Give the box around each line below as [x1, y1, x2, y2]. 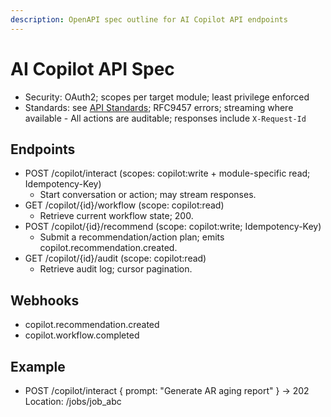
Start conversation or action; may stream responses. [39, 189, 257, 201]
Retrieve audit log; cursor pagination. [39, 263, 193, 275]
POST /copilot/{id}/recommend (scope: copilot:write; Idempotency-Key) [24, 221, 322, 233]
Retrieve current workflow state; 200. [39, 210, 194, 222]
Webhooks [10, 292, 80, 309]
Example [10, 358, 66, 375]
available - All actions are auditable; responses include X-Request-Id [24, 112, 307, 124]
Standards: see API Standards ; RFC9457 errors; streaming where [24, 101, 294, 113]
